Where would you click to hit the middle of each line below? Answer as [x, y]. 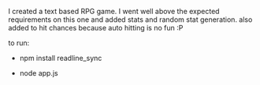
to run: [19, 43]
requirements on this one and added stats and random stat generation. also [130, 19]
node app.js [39, 73]
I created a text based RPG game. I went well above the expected [114, 11]
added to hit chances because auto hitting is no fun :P [96, 28]
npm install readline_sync [61, 58]
